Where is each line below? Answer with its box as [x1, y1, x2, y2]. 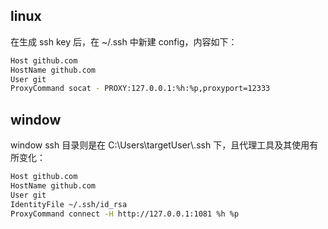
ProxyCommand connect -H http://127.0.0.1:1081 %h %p [10, 209, 240, 219]
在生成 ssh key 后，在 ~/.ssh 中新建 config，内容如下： [10, 35, 238, 48]
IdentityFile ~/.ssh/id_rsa [10, 199, 128, 209]
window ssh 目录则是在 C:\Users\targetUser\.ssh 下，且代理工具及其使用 [10, 139, 310, 151]
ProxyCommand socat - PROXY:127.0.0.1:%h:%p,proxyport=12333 [10, 84, 271, 94]
